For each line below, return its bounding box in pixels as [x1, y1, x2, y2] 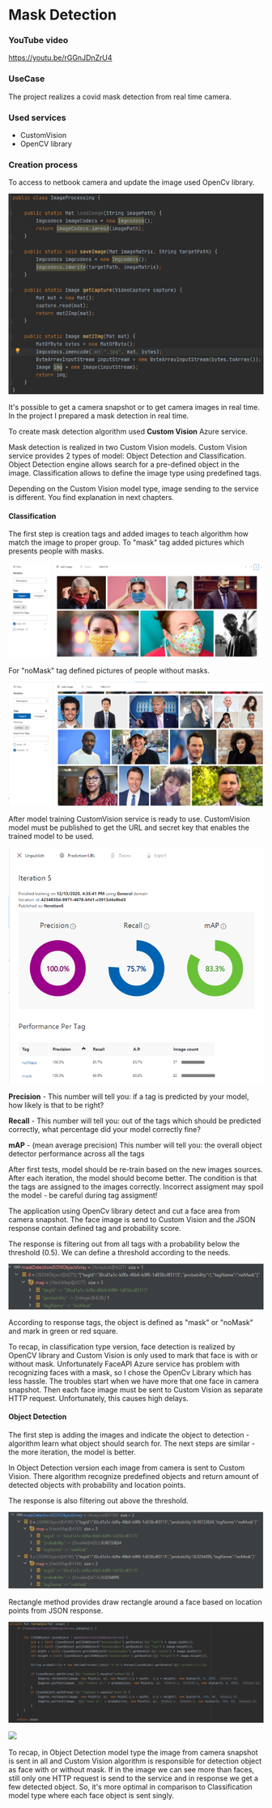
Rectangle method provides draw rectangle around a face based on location [8, 1597, 262, 1607]
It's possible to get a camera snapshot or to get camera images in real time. [8, 402, 261, 412]
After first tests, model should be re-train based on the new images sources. [8, 1165, 263, 1174]
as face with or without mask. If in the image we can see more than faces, [8, 1764, 255, 1774]
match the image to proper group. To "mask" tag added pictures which [8, 537, 244, 548]
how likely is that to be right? [8, 1100, 104, 1109]
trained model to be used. [8, 831, 95, 841]
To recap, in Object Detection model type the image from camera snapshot [8, 1747, 258, 1757]
